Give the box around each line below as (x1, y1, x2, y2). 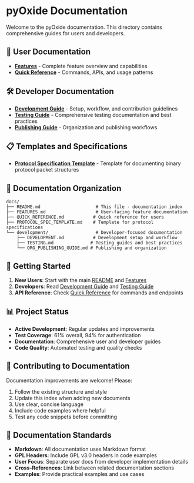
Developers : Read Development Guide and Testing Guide (14, 283, 154, 290)
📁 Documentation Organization (6, 183, 122, 193)
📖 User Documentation (6, 47, 91, 57)
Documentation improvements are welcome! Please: (6, 377, 132, 384)
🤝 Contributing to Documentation (6, 361, 131, 371)
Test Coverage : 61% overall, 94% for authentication (14, 331, 141, 338)
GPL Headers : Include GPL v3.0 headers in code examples (14, 452, 158, 459)
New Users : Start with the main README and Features (14, 277, 147, 283)
